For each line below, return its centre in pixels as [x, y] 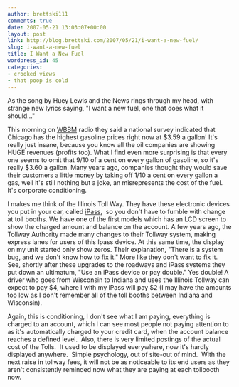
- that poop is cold [38, 80]
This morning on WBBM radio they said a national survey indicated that [111, 130]
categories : [25, 67]
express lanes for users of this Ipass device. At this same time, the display [116, 242]
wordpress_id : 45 [33, 61]
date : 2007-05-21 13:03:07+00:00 [57, 27]
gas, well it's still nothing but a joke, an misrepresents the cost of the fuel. [115, 183]
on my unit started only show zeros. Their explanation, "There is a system [115, 250]
